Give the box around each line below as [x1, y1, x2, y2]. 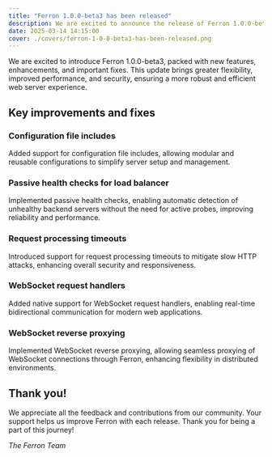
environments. [8, 363, 57, 373]
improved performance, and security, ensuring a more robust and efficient [8, 74, 257, 83]
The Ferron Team [8, 440, 66, 450]
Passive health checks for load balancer [8, 177, 169, 188]
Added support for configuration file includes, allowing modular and [8, 148, 235, 158]
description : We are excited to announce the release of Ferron [8, 19, 230, 28]
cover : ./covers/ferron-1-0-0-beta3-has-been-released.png [8, 34, 212, 43]
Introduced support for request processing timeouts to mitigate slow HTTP [8, 252, 257, 261]
